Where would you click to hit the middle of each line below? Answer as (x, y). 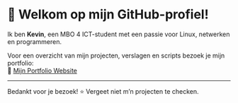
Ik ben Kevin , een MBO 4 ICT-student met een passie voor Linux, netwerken (119, 34)
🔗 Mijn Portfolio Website (42, 70)
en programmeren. (35, 41)
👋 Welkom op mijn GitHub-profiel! (108, 15)
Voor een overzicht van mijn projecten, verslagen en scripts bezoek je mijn (116, 55)
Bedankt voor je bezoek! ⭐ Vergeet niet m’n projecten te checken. (103, 91)
